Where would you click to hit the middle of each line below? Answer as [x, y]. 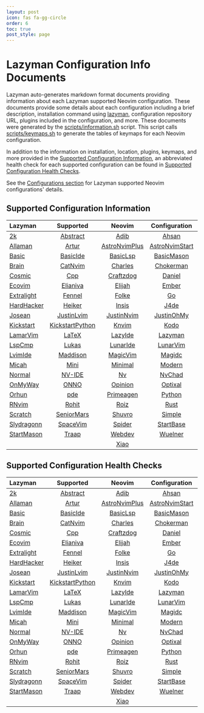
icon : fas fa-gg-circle [36, 18]
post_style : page [28, 35]
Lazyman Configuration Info [78, 65]
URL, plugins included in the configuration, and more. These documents [96, 121]
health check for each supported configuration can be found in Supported [99, 165]
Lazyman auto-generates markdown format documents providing [88, 94]
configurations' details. [35, 190]
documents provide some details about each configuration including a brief [100, 108]
